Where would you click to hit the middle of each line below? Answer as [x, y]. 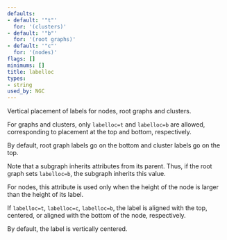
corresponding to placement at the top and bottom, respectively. [100, 132]
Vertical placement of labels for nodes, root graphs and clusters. [99, 111]
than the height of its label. [45, 195]
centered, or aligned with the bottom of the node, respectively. [96, 216]
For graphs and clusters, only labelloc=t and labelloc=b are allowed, [106, 125]
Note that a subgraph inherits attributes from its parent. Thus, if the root [110, 166]
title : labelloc [31, 72]
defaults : [22, 14]
